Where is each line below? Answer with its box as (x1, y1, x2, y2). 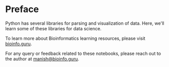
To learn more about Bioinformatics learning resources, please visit (5, 35, 146, 41)
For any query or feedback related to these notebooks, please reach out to (5, 50, 161, 56)
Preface (5, 4, 39, 15)
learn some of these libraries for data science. (5, 25, 102, 31)
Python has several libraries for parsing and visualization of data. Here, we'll (5, 20, 164, 26)
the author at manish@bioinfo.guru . (5, 55, 80, 61)
